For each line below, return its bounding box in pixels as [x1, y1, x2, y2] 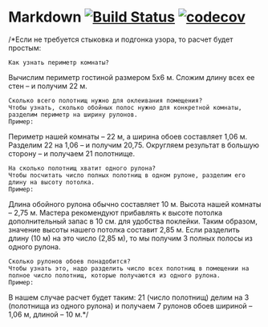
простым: [8, 42, 42, 52]
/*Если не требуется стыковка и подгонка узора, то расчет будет [8, 34, 233, 44]
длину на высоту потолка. [8, 178, 95, 186]
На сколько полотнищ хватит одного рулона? [8, 164, 156, 172]
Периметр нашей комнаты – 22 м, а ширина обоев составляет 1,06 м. [8, 131, 248, 141]
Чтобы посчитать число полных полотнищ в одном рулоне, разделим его [8, 171, 246, 180]
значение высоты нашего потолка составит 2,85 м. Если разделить [8, 224, 241, 234]
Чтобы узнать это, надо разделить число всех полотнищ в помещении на [8, 264, 250, 272]
